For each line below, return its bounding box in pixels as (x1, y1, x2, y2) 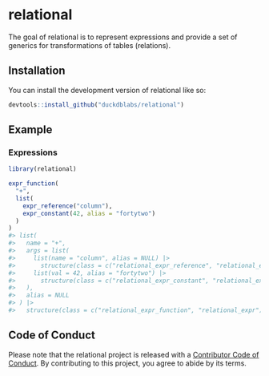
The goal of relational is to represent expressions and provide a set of (8, 32, 238, 42)
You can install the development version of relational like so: (8, 85, 207, 95)
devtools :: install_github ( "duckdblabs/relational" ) (8, 100, 184, 109)
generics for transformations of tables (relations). (8, 40, 171, 50)
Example (8, 123, 53, 137)
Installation (8, 64, 66, 78)
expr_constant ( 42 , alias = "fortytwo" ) (22, 209, 156, 217)
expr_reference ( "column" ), (22, 202, 113, 210)
